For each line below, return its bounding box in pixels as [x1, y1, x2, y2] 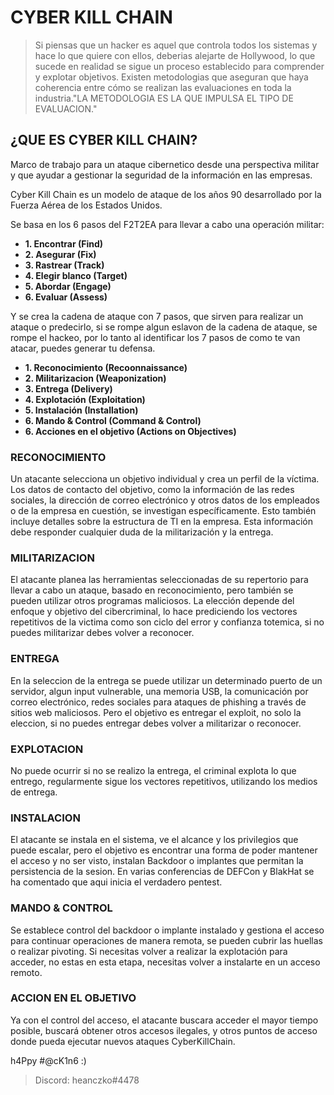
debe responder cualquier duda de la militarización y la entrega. [10, 526, 274, 538]
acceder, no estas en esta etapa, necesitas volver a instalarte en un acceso [10, 956, 321, 968]
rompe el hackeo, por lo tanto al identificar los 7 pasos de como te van [10, 331, 301, 343]
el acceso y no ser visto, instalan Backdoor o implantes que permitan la [10, 855, 304, 867]
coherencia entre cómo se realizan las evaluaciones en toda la [34, 81, 292, 93]
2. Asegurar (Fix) [24, 248, 97, 260]
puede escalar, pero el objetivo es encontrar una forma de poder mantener [10, 844, 318, 856]
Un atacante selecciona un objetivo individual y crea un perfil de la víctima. [10, 473, 320, 485]
